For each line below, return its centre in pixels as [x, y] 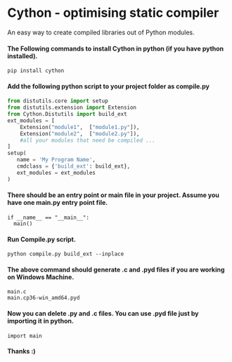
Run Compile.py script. [41, 239]
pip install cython [36, 71]
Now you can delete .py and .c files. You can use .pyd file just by [103, 313]
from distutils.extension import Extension [72, 108]
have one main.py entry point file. [58, 203]
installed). [22, 56]
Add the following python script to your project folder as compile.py [108, 86]
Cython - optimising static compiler [113, 13]
